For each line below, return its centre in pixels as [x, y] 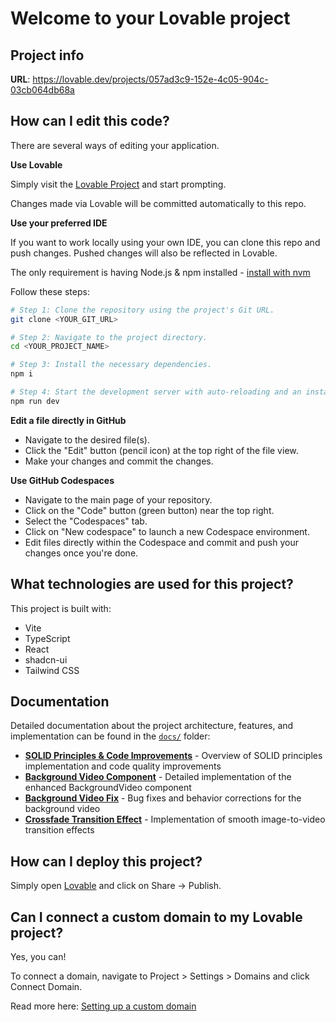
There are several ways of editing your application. [115, 145]
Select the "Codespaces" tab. [86, 521]
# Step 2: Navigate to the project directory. [109, 337]
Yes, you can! [38, 957]
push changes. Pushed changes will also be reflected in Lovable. [144, 253]
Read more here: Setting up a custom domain [103, 1006]
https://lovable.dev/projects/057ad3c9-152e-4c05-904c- [150, 79]
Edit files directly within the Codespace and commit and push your [161, 542]
